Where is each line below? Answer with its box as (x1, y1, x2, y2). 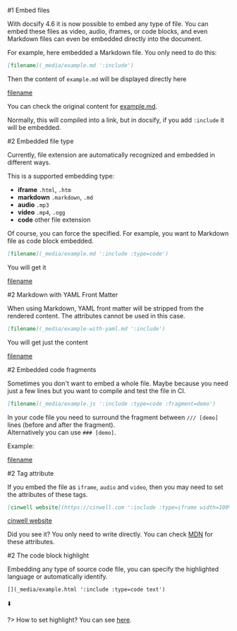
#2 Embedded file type (7, 137, 74, 145)
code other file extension (17, 215, 91, 224)
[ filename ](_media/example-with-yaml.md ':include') (7, 325, 166, 332)
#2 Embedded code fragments (7, 365, 97, 373)
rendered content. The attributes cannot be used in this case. (7, 311, 186, 320)
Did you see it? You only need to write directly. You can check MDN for (7, 530, 213, 539)
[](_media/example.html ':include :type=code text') (7, 586, 166, 594)
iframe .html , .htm (17, 185, 72, 193)
